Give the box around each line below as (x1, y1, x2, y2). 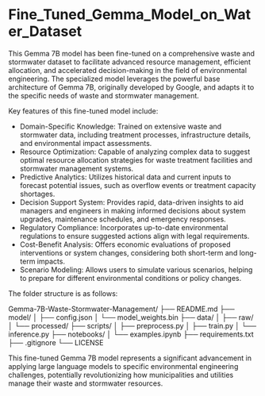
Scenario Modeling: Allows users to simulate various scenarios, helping (19, 264, 253, 275)
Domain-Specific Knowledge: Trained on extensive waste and (19, 121, 222, 131)
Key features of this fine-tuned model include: (8, 106, 159, 116)
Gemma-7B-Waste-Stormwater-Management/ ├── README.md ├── (8, 304, 236, 313)
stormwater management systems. (19, 163, 134, 173)
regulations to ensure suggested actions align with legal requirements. (19, 231, 250, 240)
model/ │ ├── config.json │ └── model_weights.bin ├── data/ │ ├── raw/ (8, 312, 254, 322)
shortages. (19, 189, 56, 198)
